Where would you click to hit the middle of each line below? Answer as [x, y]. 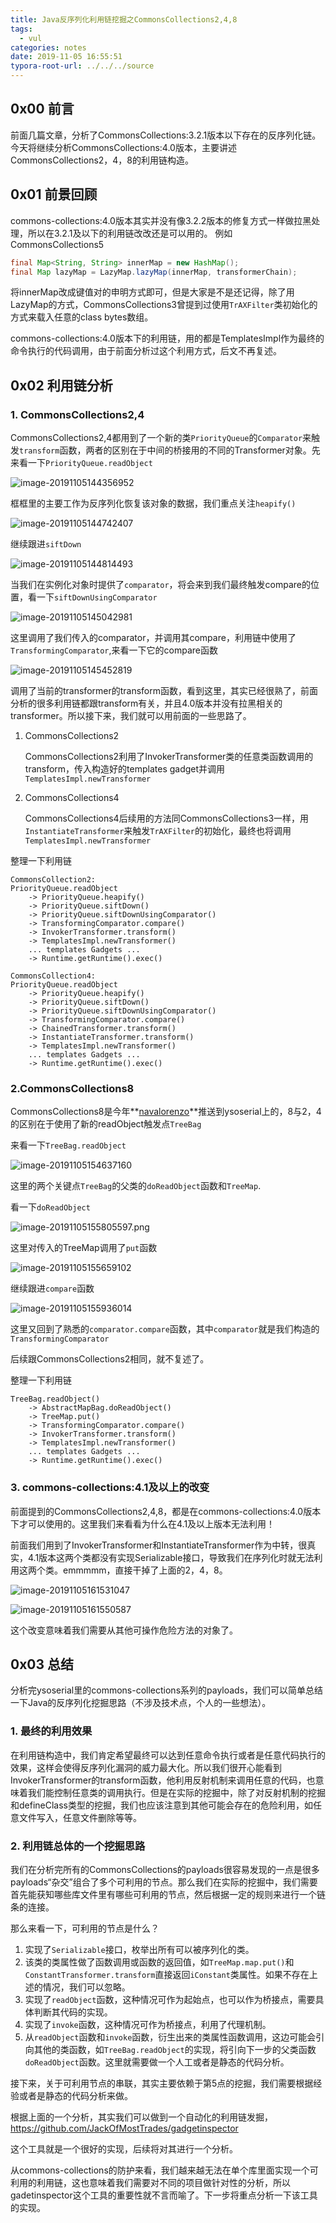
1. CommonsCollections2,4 [77, 414]
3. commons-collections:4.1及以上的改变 [110, 1488]
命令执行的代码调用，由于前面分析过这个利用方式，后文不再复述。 [146, 351]
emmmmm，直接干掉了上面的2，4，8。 [145, 1570]
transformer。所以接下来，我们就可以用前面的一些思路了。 [131, 716]
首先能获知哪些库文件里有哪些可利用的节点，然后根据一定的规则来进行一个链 [168, 1895]
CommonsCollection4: [53, 976]
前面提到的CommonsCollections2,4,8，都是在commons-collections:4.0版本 [166, 1511]
